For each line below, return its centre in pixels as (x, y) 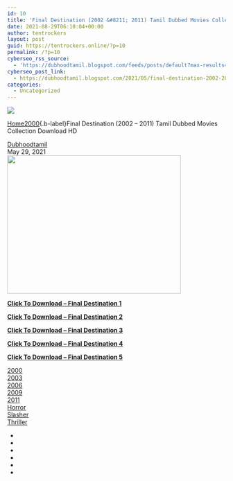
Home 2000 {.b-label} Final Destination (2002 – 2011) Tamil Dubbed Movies (113, 124)
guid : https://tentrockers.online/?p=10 (67, 46)
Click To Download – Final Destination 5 (65, 357)
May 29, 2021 (27, 152)
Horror (17, 408)
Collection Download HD (42, 131)
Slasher (18, 415)
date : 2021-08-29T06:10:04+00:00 (55, 26)
